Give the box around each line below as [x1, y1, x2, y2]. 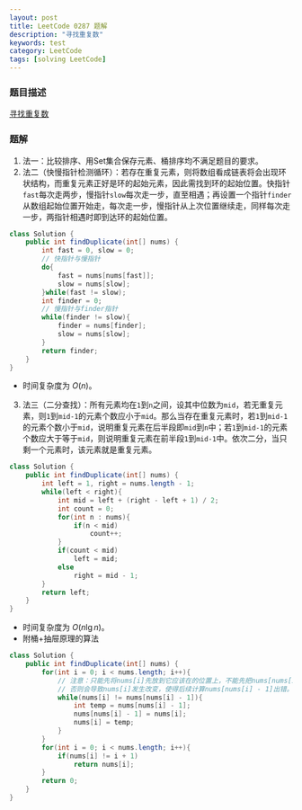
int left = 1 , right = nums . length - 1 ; [41, 479, 195, 488]
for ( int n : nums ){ [57, 512, 130, 521]
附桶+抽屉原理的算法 [22, 633, 100, 644]
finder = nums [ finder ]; [57, 321, 147, 331]
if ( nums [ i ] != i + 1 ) [57, 752, 139, 761]
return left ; [41, 588, 91, 597]
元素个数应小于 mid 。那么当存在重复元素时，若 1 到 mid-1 [85, 411, 289, 422]
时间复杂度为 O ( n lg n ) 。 [22, 622, 110, 633]
